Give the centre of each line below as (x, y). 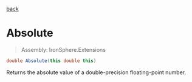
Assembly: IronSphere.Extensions (63, 49)
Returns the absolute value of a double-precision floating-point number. (96, 72)
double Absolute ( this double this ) (51, 61)
